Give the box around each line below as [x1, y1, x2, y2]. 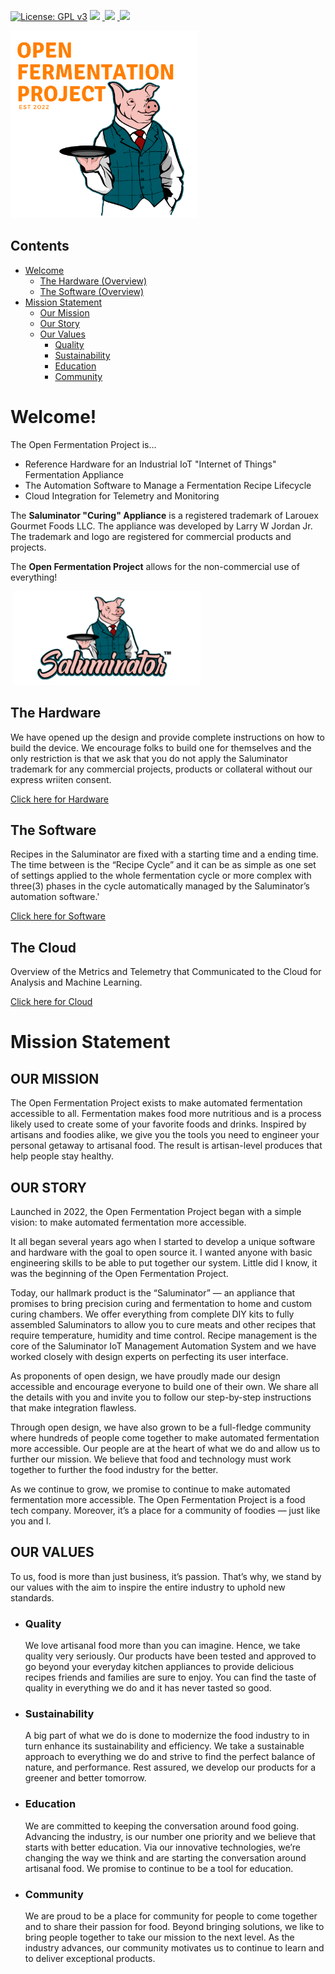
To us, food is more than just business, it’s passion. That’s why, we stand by [10, 1570, 322, 1582]
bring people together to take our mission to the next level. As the [24, 1931, 295, 1943]
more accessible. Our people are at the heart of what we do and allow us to [10, 1443, 321, 1454]
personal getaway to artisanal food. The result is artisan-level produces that [10, 1140, 323, 1152]
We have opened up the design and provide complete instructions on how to [10, 731, 325, 743]
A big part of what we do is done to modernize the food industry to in [24, 1730, 310, 1742]
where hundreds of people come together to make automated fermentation [10, 1432, 320, 1444]
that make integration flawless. [10, 1402, 137, 1414]
